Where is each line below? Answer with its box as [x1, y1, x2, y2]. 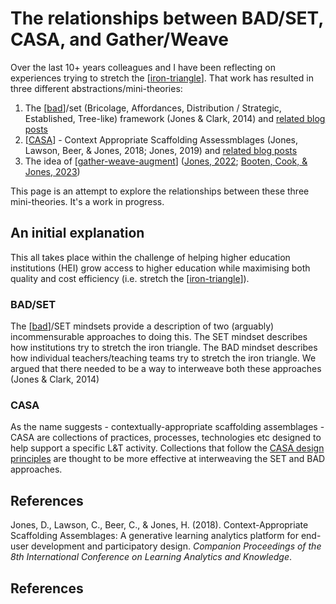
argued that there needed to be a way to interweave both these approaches [10, 363, 322, 375]
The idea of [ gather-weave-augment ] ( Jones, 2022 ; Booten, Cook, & [24, 155, 308, 167]
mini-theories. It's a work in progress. [10, 195, 165, 207]
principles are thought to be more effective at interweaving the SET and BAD [10, 453, 326, 465]
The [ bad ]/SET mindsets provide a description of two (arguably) [10, 320, 275, 332]
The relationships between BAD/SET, [10, 7, 324, 30]
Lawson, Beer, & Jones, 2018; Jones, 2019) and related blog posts [24, 144, 298, 156]
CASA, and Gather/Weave [10, 28, 230, 51]
